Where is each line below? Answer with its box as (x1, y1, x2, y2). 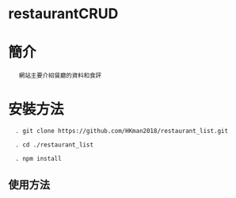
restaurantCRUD (8, 5, 119, 23)
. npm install (15, 155, 62, 163)
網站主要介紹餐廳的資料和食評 (18, 72, 101, 80)
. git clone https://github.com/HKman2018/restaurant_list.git (15, 128, 228, 135)
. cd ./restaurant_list (15, 141, 93, 149)
